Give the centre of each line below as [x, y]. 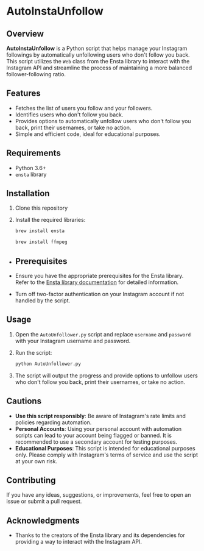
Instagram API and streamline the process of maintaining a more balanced [99, 68]
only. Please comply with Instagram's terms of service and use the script [107, 455]
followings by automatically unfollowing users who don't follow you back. [98, 55]
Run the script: [33, 352]
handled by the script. [43, 300]
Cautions [24, 401]
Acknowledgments [43, 520]
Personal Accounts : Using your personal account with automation [98, 428]
